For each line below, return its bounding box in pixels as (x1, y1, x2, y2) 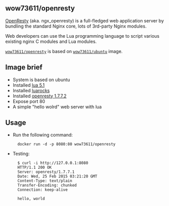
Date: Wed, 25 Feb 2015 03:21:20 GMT (17, 174, 98, 179)
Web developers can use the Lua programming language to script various (5, 33, 159, 39)
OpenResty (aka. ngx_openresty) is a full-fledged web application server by (5, 17, 164, 23)
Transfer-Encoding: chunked (17, 183, 77, 188)
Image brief (5, 63, 43, 72)
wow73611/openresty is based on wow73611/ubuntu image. (5, 48, 123, 54)
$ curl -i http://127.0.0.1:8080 (17, 161, 89, 166)
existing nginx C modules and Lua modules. (5, 38, 97, 44)
